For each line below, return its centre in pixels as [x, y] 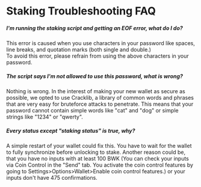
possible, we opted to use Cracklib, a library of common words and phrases [100, 98]
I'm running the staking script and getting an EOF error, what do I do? [95, 28]
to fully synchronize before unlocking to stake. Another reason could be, [96, 152]
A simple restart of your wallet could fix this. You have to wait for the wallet [99, 146]
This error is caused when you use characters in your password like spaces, [101, 43]
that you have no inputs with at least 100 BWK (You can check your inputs [98, 159]
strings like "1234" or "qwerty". [45, 117]
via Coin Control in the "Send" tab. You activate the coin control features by [100, 165]
